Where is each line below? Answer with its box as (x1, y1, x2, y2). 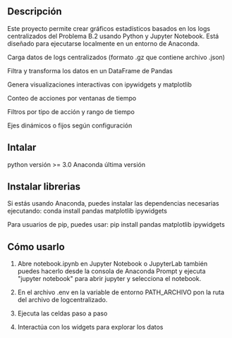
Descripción (7, 6, 62, 18)
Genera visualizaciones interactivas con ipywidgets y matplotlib (7, 80, 193, 89)
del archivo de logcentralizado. (17, 296, 108, 304)
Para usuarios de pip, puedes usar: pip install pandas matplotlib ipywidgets (7, 220, 226, 229)
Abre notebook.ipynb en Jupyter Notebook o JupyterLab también (17, 260, 208, 268)
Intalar (7, 142, 37, 154)
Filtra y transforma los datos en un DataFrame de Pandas (7, 66, 173, 75)
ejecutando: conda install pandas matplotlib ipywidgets (7, 207, 168, 215)
